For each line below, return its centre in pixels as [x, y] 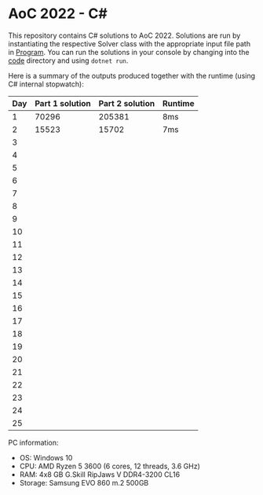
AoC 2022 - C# [58, 14]
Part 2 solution [127, 103]
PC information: [33, 442]
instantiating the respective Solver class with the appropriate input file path [130, 43]
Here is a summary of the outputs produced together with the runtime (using [132, 75]
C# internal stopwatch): [46, 84]
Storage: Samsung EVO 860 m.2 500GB [84, 482]
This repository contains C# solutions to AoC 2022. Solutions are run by [124, 35]
